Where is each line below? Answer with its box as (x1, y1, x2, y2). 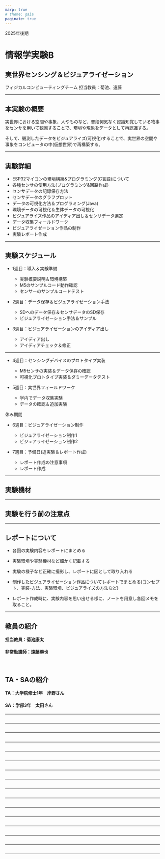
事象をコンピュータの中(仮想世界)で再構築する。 (5, 142, 103, 147)
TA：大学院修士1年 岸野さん (5, 690, 65, 696)
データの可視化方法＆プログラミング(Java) (12, 200, 99, 206)
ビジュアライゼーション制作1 (19, 432, 77, 438)
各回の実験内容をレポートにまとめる (12, 547, 86, 553)
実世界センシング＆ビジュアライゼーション (5, 70, 134, 79)
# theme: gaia (5, 12, 34, 17)
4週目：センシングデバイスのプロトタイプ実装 (12, 357, 106, 363)
